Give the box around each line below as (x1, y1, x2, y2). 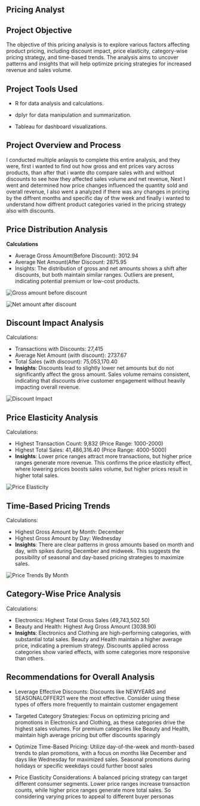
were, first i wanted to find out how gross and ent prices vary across (6, 162, 174, 169)
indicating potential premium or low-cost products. (14, 277, 140, 284)
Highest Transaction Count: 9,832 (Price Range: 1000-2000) (14, 440, 164, 447)
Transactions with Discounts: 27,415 (14, 346, 103, 353)
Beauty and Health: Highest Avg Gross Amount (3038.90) (14, 623, 156, 630)
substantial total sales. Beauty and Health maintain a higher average (14, 635, 182, 643)
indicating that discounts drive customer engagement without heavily (14, 377, 186, 384)
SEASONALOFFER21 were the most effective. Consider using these (14, 694, 180, 701)
